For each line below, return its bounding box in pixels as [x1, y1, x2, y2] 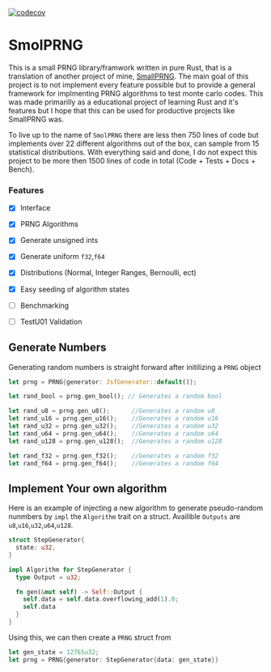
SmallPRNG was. [8, 114, 65, 124]
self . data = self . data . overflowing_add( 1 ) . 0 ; [23, 595, 180, 603]
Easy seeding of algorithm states [19, 284, 130, 294]
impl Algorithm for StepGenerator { [8, 565, 132, 574]
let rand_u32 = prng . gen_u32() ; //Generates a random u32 [8, 422, 219, 431]
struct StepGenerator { [8, 536, 85, 544]
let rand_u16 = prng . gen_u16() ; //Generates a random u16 [8, 415, 219, 423]
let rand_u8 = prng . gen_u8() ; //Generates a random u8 [8, 407, 216, 415]
